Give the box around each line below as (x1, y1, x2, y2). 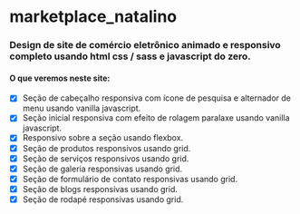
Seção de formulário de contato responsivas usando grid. (22, 173, 238, 184)
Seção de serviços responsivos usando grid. (22, 152, 189, 164)
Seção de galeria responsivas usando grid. (22, 163, 183, 174)
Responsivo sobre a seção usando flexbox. (22, 132, 184, 143)
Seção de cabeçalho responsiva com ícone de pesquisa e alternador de (22, 92, 292, 103)
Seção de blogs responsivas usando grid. (22, 183, 179, 194)
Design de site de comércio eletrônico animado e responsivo (9, 39, 281, 52)
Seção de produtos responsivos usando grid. (22, 142, 191, 153)
